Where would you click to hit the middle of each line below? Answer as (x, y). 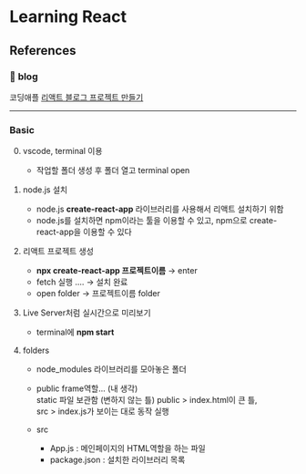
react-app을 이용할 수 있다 (84, 232)
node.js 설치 (45, 190)
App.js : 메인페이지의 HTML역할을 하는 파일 (128, 448)
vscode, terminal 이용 (62, 151)
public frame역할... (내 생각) (87, 388)
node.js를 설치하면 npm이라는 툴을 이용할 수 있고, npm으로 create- (157, 221)
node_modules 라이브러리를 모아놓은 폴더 (111, 369)
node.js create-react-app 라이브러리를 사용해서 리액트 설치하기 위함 (160, 209)
